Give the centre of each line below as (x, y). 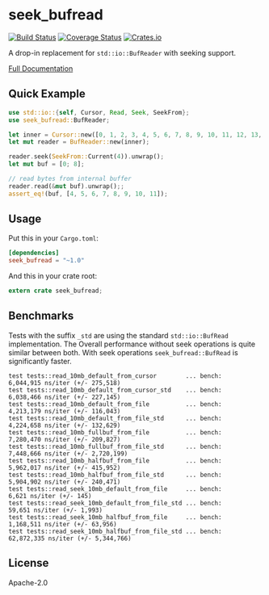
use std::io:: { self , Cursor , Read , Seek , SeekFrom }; (99, 112)
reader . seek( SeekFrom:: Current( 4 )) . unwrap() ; (86, 157)
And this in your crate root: (53, 276)
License (29, 563)
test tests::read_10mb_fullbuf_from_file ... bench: (115, 432)
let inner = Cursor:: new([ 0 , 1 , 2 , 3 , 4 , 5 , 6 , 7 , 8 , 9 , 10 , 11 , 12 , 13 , (135, 135)
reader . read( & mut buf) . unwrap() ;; (67, 186)
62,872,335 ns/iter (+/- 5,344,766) (70, 538)
